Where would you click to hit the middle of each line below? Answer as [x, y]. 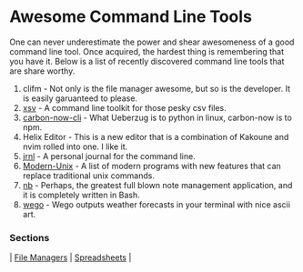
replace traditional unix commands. [88, 176]
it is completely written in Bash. [81, 195]
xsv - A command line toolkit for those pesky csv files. [125, 107]
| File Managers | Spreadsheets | [71, 257]
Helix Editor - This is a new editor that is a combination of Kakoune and [156, 136]
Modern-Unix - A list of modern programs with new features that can [152, 166]
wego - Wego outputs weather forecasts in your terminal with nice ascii [157, 204]
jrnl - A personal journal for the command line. [109, 156]
